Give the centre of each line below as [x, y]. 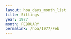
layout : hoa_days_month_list [36, 10]
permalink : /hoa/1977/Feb [32, 29]
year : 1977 [17, 19]
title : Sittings [22, 15]
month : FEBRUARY [22, 24]
